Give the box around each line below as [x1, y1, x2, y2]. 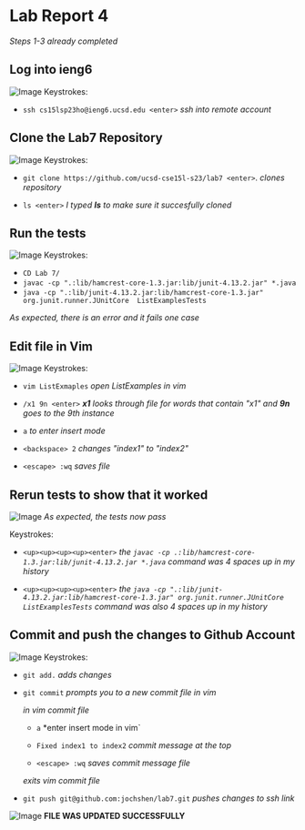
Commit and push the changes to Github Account [9, 627, 296, 643]
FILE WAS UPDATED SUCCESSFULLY [44, 810, 186, 821]
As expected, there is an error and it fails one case [9, 312, 200, 323]
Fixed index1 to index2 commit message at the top [36, 739, 232, 751]
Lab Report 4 [9, 5, 109, 26]
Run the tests [9, 225, 86, 241]
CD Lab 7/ [22, 269, 61, 278]
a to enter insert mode [22, 425, 107, 437]
